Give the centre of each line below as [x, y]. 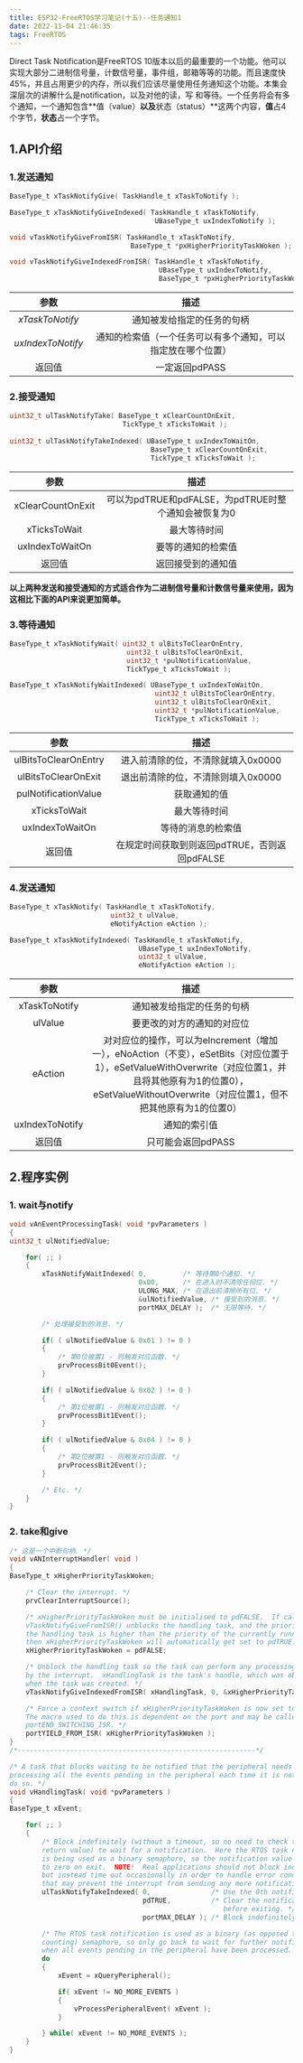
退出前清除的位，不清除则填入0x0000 [201, 777]
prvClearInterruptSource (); [78, 1601]
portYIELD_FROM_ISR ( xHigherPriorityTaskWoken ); [121, 1734]
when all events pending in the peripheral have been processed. [167, 1951]
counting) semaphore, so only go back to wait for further [155, 1942]
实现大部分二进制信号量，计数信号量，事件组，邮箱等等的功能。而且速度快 [147, 72]
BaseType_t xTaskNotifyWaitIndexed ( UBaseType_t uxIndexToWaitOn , [137, 686]
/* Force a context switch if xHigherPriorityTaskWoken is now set [155, 1708]
